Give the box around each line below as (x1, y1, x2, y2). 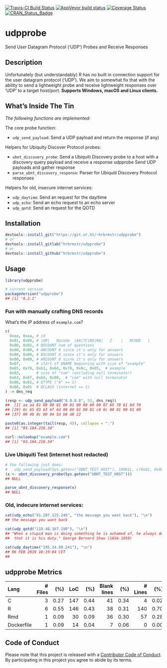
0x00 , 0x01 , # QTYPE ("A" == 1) (9, 380, 77, 385)
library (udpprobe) (5, 278, 43, 283)
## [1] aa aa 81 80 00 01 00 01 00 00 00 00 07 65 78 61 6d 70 (5, 402, 141, 408)
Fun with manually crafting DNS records (5, 308, 103, 315)
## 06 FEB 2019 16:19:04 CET (5, 549, 66, 554)
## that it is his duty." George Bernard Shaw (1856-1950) (5, 535, 133, 540)
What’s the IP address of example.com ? (5, 319, 83, 325)
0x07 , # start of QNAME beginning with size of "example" (9, 361, 146, 366)
